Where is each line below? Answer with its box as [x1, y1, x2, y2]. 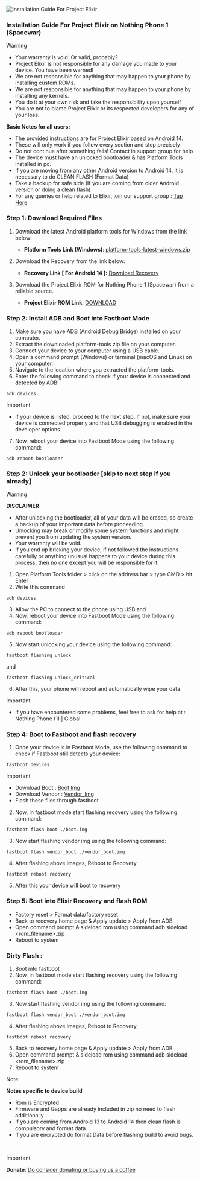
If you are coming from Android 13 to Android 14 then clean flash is [14, 1118, 181, 1125]
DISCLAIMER [6, 503, 39, 510]
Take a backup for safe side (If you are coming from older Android [14, 180, 180, 187]
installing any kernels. [14, 92, 69, 100]
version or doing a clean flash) [14, 186, 91, 193]
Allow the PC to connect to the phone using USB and [14, 606, 146, 613]
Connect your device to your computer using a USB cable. [14, 347, 160, 354]
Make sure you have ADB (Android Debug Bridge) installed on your [14, 328, 181, 335]
